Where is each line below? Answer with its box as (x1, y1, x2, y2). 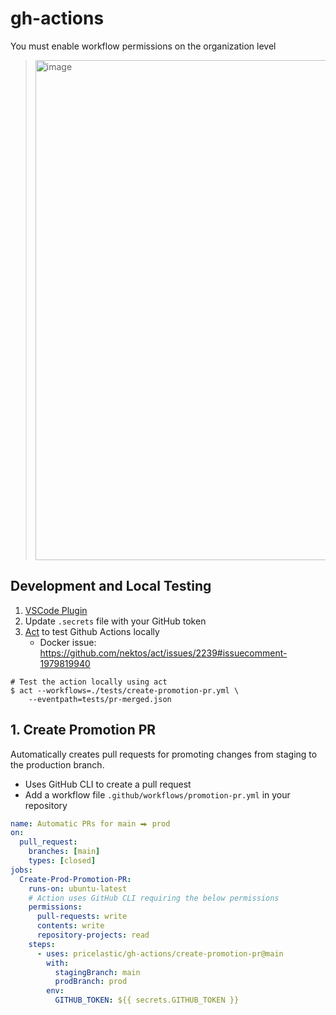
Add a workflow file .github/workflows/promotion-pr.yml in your (24, 788, 291, 801)
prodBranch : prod (54, 977, 128, 987)
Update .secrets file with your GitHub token (24, 615, 207, 627)
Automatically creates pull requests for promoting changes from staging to (10, 748, 318, 760)
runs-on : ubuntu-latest (28, 883, 128, 894)
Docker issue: (39, 636, 97, 648)
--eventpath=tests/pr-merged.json (28, 694, 172, 704)
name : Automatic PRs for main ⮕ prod (10, 818, 171, 829)
